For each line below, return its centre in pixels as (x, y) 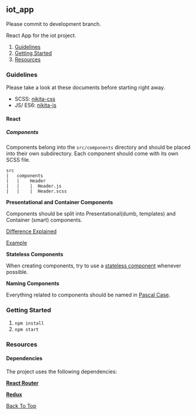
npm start (27, 329)
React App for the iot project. (41, 35)
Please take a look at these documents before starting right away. (86, 87)
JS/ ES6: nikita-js (36, 105)
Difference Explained (31, 231)
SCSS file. (18, 159)
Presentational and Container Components (60, 202)
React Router (22, 383)
